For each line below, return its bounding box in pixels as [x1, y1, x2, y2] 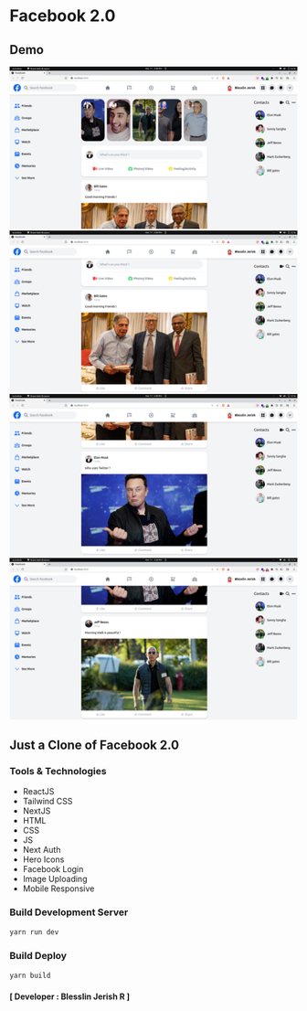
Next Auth [22, 844, 61, 855]
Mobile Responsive [22, 883, 95, 894]
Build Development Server [9, 906, 129, 919]
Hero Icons [22, 854, 65, 865]
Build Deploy [9, 949, 67, 962]
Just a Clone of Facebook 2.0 [9, 738, 180, 753]
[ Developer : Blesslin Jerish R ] [9, 991, 131, 1002]
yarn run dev [9, 927, 59, 937]
